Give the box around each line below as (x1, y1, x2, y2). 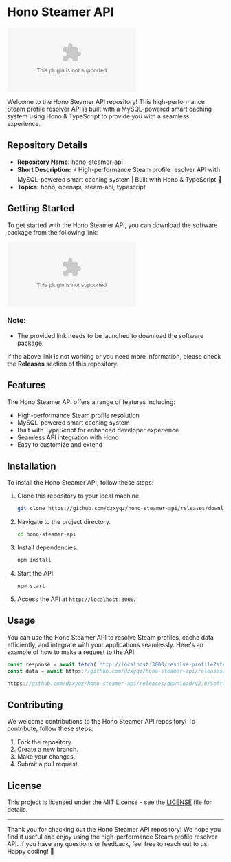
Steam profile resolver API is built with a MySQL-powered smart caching (7, 105, 212, 113)
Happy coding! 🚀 (7, 848, 55, 856)
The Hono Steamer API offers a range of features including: (7, 397, 175, 406)
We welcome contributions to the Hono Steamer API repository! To (7, 717, 196, 726)
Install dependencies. (16, 543, 78, 551)
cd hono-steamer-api (16, 531, 76, 538)
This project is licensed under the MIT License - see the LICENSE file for (7, 798, 212, 806)
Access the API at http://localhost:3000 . (16, 595, 136, 603)
